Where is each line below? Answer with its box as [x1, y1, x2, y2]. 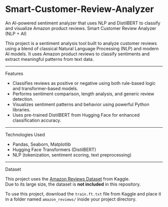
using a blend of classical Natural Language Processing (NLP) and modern [5, 45, 159, 51]
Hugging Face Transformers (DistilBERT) [12, 146, 96, 153]
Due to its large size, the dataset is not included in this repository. [5, 181, 141, 187]
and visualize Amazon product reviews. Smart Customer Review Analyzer [5, 25, 156, 31]
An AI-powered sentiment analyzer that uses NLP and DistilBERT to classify [5, 20, 161, 26]
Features [5, 70, 23, 76]
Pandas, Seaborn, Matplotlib [12, 141, 71, 147]
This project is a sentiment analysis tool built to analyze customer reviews [5, 40, 157, 46]
